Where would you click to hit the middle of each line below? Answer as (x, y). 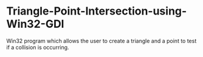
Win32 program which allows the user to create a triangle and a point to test (101, 41)
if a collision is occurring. (38, 47)
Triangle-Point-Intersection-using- (97, 11)
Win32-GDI (35, 24)
